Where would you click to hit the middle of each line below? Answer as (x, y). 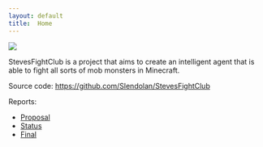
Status (31, 125)
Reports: (23, 101)
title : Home (30, 23)
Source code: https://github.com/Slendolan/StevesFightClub (110, 86)
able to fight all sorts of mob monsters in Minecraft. (94, 70)
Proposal (35, 117)
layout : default (36, 16)
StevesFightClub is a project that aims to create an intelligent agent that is (131, 61)
